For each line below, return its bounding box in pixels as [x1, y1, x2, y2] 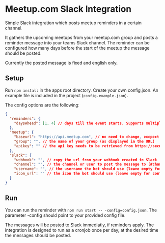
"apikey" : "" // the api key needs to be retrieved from [14, 143, 133, 148]
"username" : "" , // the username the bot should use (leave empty [14, 167, 153, 172]
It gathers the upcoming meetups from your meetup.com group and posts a [5, 35, 158, 40]
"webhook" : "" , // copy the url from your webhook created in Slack [14, 157, 157, 162]
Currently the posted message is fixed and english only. [5, 60, 118, 66]
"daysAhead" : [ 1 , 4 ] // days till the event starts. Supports [14, 121, 144, 126]
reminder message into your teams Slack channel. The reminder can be [5, 39, 150, 45]
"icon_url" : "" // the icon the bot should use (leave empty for [14, 171, 151, 176]
